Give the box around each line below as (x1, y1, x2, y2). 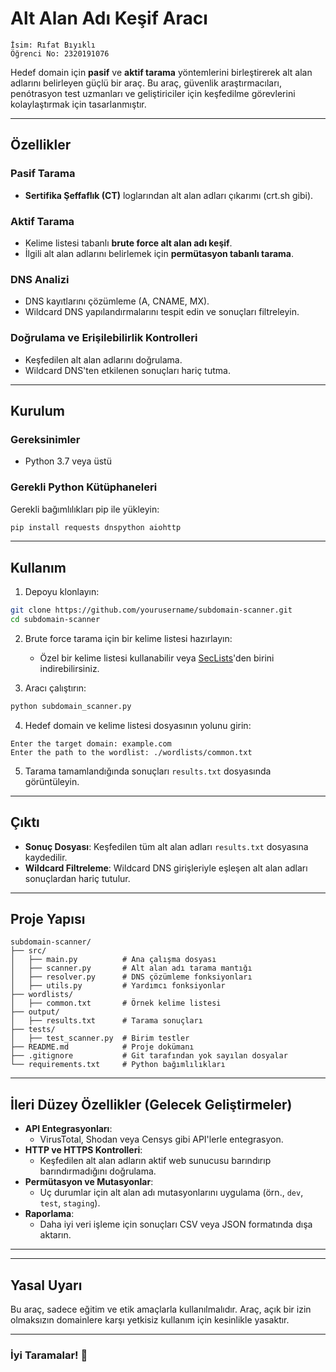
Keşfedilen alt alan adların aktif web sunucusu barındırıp (39, 1155, 272, 1167)
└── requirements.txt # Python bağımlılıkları (10, 1060, 226, 1070)
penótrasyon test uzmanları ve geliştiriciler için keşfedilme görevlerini (10, 87, 296, 99)
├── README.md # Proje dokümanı (10, 1042, 195, 1052)
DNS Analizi (10, 272, 70, 286)
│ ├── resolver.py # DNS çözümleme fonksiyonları (10, 972, 253, 982)
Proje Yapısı (10, 911, 86, 928)
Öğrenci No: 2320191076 (10, 48, 110, 59)
